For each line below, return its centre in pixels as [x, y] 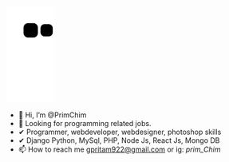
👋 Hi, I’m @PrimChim [52, 115]
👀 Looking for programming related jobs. [85, 123]
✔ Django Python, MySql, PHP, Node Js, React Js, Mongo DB [119, 140]
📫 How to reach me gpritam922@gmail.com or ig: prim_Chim [119, 149]
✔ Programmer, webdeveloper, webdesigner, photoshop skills [120, 132]
